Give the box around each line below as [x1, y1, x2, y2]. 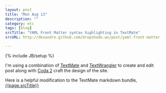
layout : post [5, 7, 32, 12]
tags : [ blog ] [5, 26, 32, 31]
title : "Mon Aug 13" [5, 12, 48, 17]
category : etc [5, 21, 35, 26]
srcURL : [5, 35, 21, 40]
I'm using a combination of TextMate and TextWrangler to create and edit [5, 62, 154, 68]
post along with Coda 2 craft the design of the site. [5, 67, 109, 73]
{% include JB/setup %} [5, 52, 54, 58]
